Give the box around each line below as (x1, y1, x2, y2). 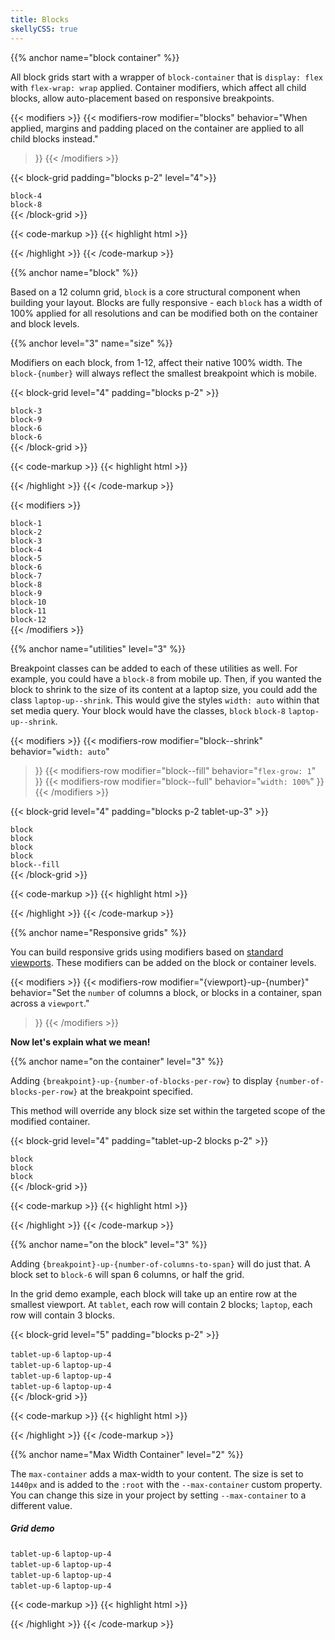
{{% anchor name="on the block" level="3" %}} (10, 1238, 208, 1250)
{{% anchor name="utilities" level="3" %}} (10, 642, 186, 655)
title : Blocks (10, 14, 70, 25)
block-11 (10, 606, 47, 616)
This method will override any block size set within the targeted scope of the (10, 1104, 326, 1116)
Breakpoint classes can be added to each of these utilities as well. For (10, 662, 298, 674)
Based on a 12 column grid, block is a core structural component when (10, 286, 301, 298)
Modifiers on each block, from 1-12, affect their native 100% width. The (10, 356, 303, 368)
